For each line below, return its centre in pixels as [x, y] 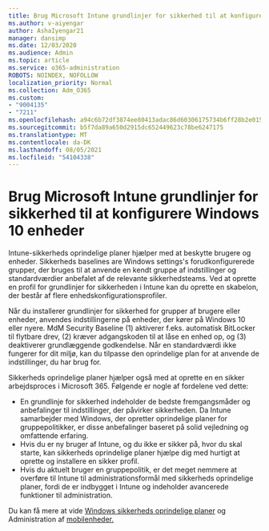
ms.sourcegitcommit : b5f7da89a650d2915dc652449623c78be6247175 [116, 127]
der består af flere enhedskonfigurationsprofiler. [88, 296]
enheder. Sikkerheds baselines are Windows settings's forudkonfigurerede [131, 262]
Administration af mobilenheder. [61, 519]
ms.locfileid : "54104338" [51, 157]
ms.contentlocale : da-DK [50, 142]
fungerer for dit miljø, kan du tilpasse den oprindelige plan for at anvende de [134, 354]
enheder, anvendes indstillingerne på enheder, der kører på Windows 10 [127, 320]
